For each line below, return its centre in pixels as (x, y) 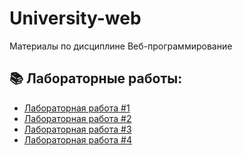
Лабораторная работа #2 (77, 118)
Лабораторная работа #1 (77, 108)
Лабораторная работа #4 (77, 139)
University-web (75, 18)
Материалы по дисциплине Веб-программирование (121, 46)
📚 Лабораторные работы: (96, 78)
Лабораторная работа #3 (77, 129)
